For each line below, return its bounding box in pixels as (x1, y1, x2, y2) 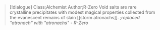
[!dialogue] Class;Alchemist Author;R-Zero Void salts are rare (9, 4, 137, 10)
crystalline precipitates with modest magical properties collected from (9, 9, 155, 15)
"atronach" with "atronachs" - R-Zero (9, 20, 89, 26)
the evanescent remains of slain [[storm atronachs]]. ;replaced (9, 15, 140, 20)
